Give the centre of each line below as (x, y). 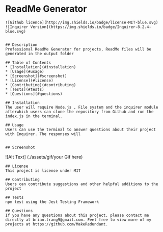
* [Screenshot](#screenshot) (36, 76)
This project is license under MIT (43, 171)
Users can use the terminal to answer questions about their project (81, 130)
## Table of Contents (28, 62)
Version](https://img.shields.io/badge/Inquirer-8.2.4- (91, 27)
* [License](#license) (29, 80)
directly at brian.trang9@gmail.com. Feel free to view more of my (78, 220)
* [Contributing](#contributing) (41, 85)
